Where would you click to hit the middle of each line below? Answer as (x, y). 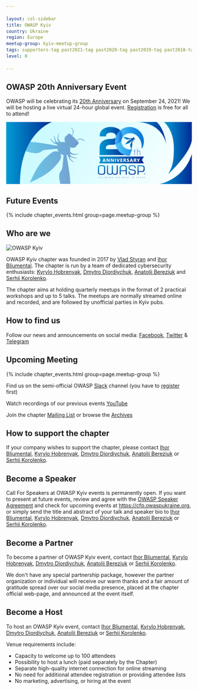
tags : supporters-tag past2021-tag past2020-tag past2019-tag (84, 50)
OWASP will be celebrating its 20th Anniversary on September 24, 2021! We (98, 101)
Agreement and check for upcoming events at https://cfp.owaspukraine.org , (99, 506)
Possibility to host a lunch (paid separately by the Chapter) (86, 662)
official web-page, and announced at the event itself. (70, 594)
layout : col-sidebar (32, 19)
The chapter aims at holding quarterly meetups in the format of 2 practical (96, 289)
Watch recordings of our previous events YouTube (67, 403)
